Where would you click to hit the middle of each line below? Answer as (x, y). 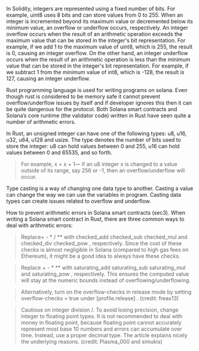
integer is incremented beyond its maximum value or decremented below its (99, 21)
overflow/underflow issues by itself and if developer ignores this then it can (99, 103)
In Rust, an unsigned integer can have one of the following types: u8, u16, (97, 133)
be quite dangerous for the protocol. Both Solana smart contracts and (92, 109)
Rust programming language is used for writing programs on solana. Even (97, 90)
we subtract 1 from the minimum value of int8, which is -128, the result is (95, 72)
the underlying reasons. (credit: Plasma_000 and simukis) (91, 341)
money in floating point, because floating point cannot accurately (101, 323)
